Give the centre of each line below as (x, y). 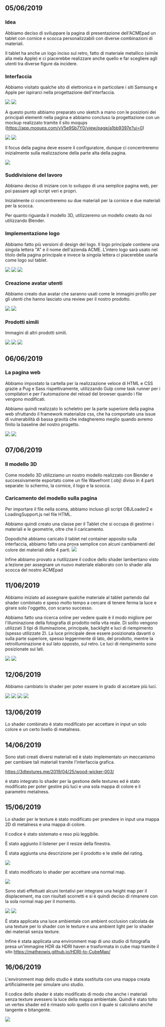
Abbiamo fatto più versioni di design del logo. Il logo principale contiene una (82, 244)
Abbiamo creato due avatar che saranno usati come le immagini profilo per (81, 294)
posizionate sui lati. (25, 649)
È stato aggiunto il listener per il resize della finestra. (58, 843)
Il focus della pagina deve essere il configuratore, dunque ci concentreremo (82, 147)
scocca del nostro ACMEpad (34, 570)
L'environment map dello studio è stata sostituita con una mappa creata (78, 979)
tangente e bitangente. (28, 1010)
